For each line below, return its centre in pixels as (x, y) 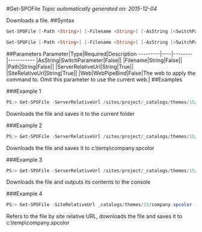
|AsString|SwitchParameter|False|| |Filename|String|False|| (109, 60)
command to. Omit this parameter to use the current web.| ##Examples (94, 79)
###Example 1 (24, 91)
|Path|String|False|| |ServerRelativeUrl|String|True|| (70, 66)
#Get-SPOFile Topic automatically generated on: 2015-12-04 (82, 9)
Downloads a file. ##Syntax (40, 20)
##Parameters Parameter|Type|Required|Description (72, 54)
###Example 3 (24, 160)
